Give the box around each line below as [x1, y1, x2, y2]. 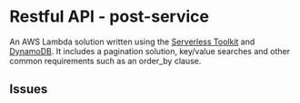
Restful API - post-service [9, 6, 209, 27]
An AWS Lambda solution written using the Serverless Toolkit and [9, 36, 255, 47]
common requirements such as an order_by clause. [9, 55, 202, 66]
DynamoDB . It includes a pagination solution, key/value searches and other [9, 45, 291, 56]
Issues [9, 81, 48, 97]
